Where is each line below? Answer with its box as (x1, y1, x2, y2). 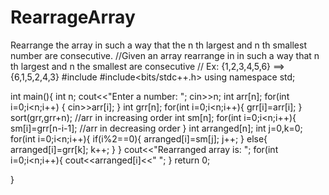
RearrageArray (10, 6, 136, 29)
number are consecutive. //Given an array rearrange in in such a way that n (10, 49, 320, 61)
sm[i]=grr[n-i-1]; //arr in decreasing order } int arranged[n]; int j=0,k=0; (10, 122, 303, 134)
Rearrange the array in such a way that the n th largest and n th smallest (10, 39, 308, 51)
